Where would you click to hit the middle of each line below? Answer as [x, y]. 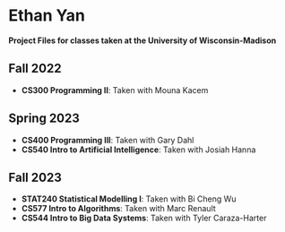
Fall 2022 [35, 69]
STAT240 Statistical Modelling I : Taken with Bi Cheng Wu [129, 199]
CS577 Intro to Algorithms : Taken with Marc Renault [118, 209]
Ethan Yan [47, 16]
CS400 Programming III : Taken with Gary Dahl [108, 140]
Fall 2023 [35, 177]
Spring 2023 [44, 119]
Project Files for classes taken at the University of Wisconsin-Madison [142, 40]
